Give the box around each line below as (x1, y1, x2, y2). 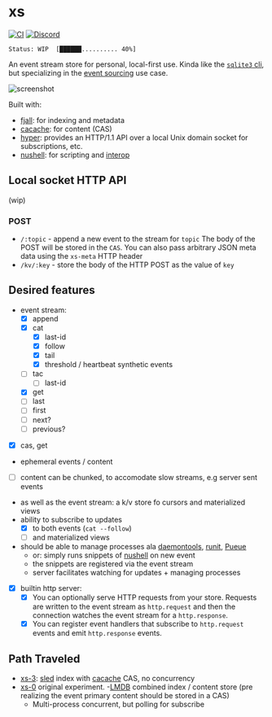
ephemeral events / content (20, 457, 113, 466)
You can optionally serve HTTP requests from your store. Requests (32, 592, 257, 602)
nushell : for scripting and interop (20, 150, 130, 160)
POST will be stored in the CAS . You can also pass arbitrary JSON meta (20, 243, 257, 252)
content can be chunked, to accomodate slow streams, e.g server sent (20, 472, 258, 482)
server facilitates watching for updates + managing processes (32, 567, 241, 577)
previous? (32, 424, 66, 434)
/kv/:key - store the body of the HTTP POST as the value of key (20, 260, 235, 270)
